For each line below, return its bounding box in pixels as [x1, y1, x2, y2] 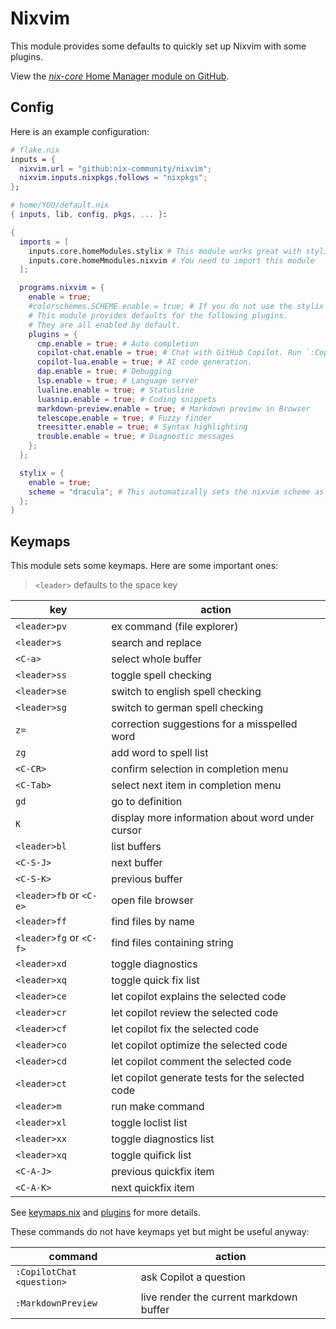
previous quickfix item [111, 1165, 215, 1179]
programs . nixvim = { [19, 283, 105, 293]
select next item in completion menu [111, 778, 282, 792]
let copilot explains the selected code [111, 990, 287, 1004]
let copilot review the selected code [111, 1006, 279, 1020]
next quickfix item [111, 1181, 195, 1195]
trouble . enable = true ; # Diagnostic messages [36, 432, 235, 442]
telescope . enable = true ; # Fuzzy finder [36, 413, 213, 423]
